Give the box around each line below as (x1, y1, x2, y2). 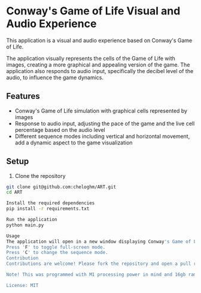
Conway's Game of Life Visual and (6, 4, 181, 18)
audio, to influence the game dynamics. (6, 74, 103, 81)
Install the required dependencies (6, 200, 95, 206)
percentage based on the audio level (14, 126, 106, 133)
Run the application (6, 217, 58, 223)
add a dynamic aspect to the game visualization (14, 139, 133, 146)
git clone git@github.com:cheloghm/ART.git (6, 184, 117, 190)
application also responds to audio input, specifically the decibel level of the (6, 67, 194, 74)
